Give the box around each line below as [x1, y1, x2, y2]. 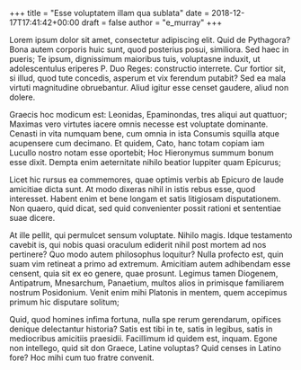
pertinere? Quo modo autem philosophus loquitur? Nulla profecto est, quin [9, 249, 284, 260]
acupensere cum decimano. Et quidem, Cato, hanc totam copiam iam [9, 138, 265, 148]
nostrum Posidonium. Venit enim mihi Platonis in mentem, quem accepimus [9, 287, 288, 297]
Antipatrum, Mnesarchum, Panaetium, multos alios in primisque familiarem [9, 277, 285, 288]
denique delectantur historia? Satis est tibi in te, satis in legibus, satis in [9, 323, 273, 334]
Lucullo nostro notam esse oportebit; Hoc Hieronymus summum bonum [9, 147, 274, 158]
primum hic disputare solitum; [9, 296, 120, 307]
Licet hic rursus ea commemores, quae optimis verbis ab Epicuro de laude [9, 174, 285, 185]
